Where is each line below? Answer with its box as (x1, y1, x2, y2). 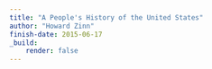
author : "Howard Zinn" (9, 22, 95, 30)
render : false (25, 47, 78, 56)
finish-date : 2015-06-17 (9, 30, 103, 39)
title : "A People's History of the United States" (9, 13, 204, 22)
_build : (9, 38, 39, 47)
